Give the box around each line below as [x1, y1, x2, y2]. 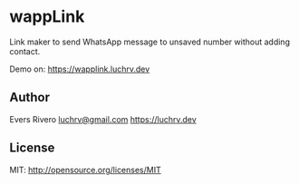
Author [9, 90, 50, 105]
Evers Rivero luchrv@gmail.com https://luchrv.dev [9, 113, 197, 124]
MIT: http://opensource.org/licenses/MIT [9, 164, 161, 175]
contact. [9, 45, 41, 56]
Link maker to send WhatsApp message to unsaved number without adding [9, 36, 290, 47]
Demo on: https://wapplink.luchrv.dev [9, 63, 150, 74]
